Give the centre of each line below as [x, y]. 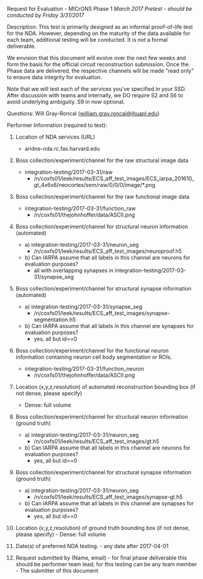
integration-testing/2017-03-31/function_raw [80, 208]
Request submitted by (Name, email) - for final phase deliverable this [101, 558]
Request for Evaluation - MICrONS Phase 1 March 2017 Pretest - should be [100, 9]
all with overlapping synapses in [74, 270]
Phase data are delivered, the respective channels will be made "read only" [100, 71]
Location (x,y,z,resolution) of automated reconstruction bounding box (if [105, 387]
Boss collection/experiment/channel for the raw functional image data [102, 197]
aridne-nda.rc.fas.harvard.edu [62, 149]
